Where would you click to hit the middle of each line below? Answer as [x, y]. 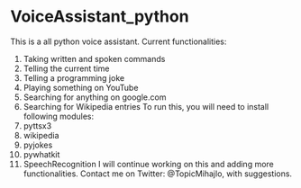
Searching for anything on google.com [95, 97]
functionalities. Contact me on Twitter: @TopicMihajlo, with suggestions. [157, 174]
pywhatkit [41, 154]
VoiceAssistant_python [100, 17]
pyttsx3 [37, 125]
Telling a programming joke [74, 77]
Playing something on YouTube [81, 87]
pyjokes [38, 145]
